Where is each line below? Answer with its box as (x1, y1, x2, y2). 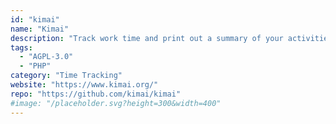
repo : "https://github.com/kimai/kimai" (10, 89, 182, 99)
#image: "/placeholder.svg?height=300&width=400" (10, 98, 222, 108)
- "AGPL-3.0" (19, 52, 74, 62)
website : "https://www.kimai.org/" (10, 80, 159, 90)
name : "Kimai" (10, 24, 70, 34)
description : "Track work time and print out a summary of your (10, 33, 284, 43)
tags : (10, 42, 33, 53)
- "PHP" (19, 61, 52, 71)
